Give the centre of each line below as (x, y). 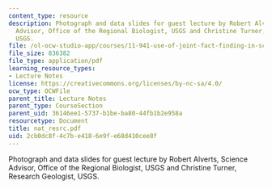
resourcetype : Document (49, 121)
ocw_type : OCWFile (39, 91)
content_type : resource (49, 16)
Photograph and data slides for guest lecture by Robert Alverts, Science (128, 159)
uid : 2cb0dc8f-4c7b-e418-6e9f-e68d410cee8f (83, 136)
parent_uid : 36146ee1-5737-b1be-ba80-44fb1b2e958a (96, 114)
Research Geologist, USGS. (54, 176)
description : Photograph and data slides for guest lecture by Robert (130, 23)
